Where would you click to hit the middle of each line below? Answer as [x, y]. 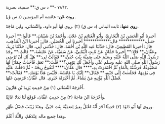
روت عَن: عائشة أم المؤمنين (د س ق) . [41, 17]
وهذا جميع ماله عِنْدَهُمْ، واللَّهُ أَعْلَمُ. [36, 116]
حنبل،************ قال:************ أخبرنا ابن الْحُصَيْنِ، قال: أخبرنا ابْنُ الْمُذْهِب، [80, 41]
